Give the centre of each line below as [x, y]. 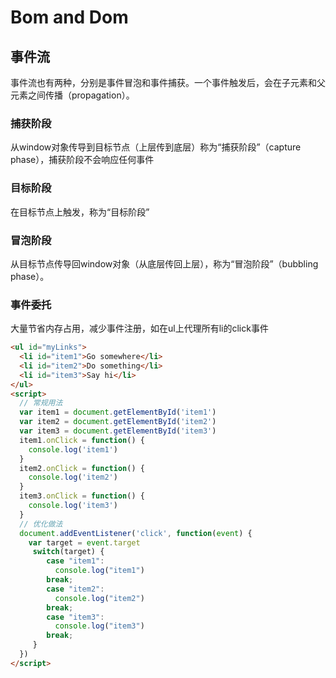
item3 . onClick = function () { [82, 496]
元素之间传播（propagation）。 [72, 95]
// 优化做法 [41, 524]
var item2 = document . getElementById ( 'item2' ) [118, 422]
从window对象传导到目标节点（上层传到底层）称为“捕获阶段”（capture [156, 147]
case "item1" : [75, 561]
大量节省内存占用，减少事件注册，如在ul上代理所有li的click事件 [139, 328]
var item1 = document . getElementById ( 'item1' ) [118, 412]
